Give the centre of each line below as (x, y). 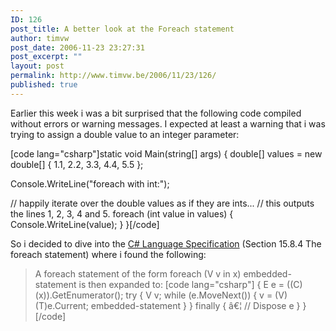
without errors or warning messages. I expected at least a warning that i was (168, 123)
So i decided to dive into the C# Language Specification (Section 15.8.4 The (166, 243)
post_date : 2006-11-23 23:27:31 (77, 47)
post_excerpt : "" (46, 57)
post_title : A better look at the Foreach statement (122, 29)
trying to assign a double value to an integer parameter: (125, 134)
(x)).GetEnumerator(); (79, 295)
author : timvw (40, 38)
